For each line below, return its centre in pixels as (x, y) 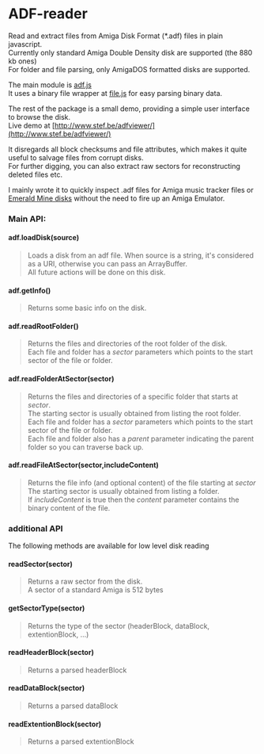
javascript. (25, 44)
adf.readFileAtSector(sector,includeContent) (84, 465)
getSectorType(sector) (47, 608)
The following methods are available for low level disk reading (109, 546)
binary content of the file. (69, 507)
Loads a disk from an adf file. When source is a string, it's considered (141, 255)
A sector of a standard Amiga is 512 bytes (95, 590)
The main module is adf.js (50, 85)
